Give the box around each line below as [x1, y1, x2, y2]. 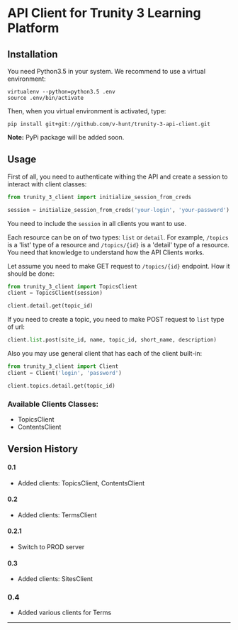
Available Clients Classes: [7, 399, 99, 409]
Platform [7, 20, 59, 36]
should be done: [7, 269, 55, 278]
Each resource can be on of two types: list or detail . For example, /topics [7, 232, 229, 242]
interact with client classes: [7, 179, 87, 189]
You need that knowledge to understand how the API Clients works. [7, 248, 205, 257]
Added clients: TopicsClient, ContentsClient [17, 478, 145, 487]
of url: [7, 322, 25, 331]
